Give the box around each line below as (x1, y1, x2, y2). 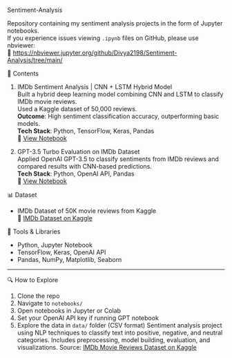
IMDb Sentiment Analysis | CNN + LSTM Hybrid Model (17, 83, 173, 91)
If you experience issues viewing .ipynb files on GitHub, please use (7, 34, 199, 42)
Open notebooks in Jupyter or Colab (17, 307, 122, 314)
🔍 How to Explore (7, 276, 59, 284)
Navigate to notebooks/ (17, 299, 83, 307)
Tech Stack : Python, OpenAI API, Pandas (17, 169, 135, 178)
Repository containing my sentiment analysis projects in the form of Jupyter (7, 19, 223, 27)
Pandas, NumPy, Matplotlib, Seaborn (17, 256, 122, 263)
